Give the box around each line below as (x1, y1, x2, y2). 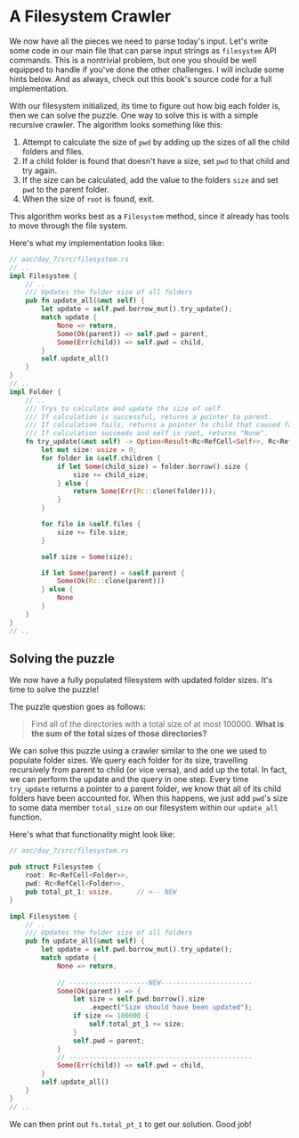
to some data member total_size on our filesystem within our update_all (9, 803, 279, 813)
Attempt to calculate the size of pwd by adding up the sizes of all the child (21, 136, 290, 147)
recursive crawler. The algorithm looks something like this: (9, 119, 223, 130)
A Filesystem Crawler (9, 6, 172, 27)
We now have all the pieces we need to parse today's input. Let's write (9, 36, 269, 46)
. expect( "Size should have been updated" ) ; (88, 1003, 253, 1012)
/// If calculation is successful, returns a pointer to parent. (25, 412, 273, 421)
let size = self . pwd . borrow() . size (72, 994, 205, 1004)
